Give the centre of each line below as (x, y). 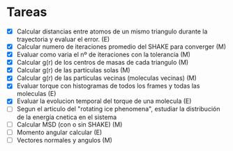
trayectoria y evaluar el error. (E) (63, 39)
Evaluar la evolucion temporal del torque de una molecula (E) (104, 101)
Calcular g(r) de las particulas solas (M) (73, 70)
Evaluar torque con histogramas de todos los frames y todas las (108, 86)
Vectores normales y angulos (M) (65, 140)
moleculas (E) (36, 94)
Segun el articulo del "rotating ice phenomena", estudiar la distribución (118, 109)
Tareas (27, 12)
